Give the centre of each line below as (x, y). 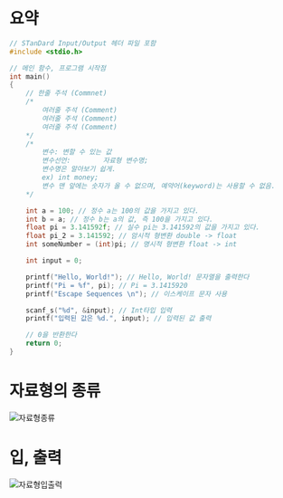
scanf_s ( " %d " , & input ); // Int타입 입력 (99, 310)
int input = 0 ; (54, 261)
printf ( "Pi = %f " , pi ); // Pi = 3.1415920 (107, 285)
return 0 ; (44, 344)
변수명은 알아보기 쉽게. (79, 169)
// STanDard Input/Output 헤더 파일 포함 (83, 43)
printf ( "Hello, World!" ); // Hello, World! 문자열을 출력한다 (138, 277)
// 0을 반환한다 (52, 335)
